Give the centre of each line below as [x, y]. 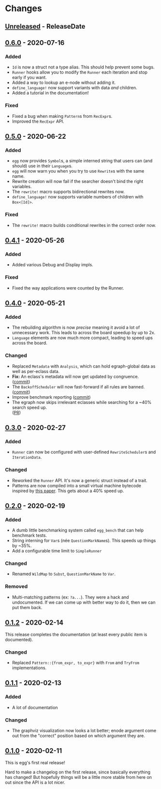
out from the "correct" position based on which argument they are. [78, 736]
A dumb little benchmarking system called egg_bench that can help [78, 530]
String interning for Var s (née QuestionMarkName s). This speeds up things [84, 541]
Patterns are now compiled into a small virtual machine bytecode [76, 485]
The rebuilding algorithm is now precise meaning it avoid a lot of [76, 327]
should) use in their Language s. [42, 166]
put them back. [27, 607]
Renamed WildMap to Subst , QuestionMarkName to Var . [64, 574]
